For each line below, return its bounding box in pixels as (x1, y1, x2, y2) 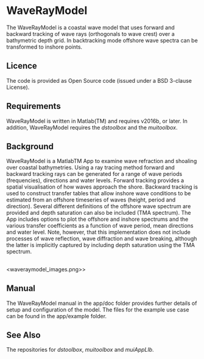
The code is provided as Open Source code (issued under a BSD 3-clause (6, 77, 192, 84)
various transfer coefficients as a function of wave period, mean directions (6, 222, 194, 229)
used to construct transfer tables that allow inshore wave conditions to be (6, 190, 191, 197)
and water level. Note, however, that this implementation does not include (6, 229, 191, 236)
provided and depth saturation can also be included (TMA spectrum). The (6, 209, 191, 217)
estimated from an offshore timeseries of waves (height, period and (6, 196, 176, 204)
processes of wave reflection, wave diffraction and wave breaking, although (6, 235, 197, 242)
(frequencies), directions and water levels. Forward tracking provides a (6, 177, 185, 184)
